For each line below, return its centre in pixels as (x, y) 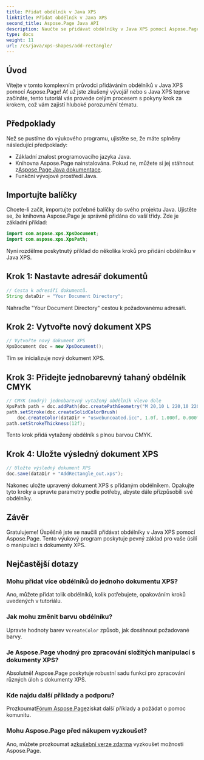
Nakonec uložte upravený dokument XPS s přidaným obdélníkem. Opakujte (100, 485)
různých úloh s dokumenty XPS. (46, 680)
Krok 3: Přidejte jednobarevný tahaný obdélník (96, 377)
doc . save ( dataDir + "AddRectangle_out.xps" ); (65, 474)
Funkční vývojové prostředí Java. (56, 176)
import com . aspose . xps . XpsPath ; (47, 240)
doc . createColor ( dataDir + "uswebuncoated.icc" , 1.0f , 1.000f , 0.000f (108, 418)
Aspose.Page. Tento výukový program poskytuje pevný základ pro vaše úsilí (102, 538)
